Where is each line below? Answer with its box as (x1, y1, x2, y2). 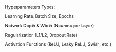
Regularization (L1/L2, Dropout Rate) (5, 32, 78, 38)
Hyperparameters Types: (5, 4, 55, 10)
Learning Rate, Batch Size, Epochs (5, 13, 74, 19)
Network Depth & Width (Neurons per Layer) (5, 23, 94, 28)
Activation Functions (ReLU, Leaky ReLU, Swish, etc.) (5, 41, 112, 47)
